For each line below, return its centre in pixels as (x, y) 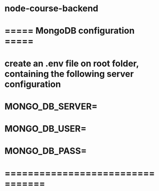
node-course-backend (51, 9)
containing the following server (69, 74)
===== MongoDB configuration (70, 31)
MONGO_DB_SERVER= (51, 106)
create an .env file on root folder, (72, 63)
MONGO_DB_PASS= (46, 151)
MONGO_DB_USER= (45, 128)
